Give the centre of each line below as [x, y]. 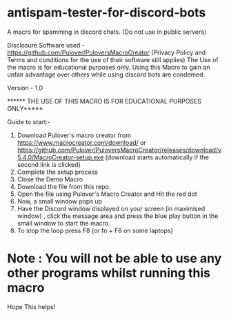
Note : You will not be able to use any [114, 258]
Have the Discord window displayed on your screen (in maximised [111, 208]
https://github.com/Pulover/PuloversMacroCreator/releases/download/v [119, 150]
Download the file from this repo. [64, 186]
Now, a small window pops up [59, 201]
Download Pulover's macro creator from [74, 135]
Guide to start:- [29, 121]
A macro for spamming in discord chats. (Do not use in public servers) [107, 32]
